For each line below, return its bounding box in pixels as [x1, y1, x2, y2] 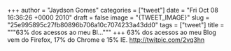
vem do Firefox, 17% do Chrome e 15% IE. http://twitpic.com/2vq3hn [7, 36, 205, 44]
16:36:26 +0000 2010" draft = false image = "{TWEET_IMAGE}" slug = [7, 13, 210, 22]
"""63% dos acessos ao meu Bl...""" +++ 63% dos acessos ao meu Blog [7, 28, 217, 36]
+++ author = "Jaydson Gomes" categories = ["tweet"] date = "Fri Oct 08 [7, 6, 218, 14]
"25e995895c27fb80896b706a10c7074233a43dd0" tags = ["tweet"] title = [7, 21, 225, 29]
